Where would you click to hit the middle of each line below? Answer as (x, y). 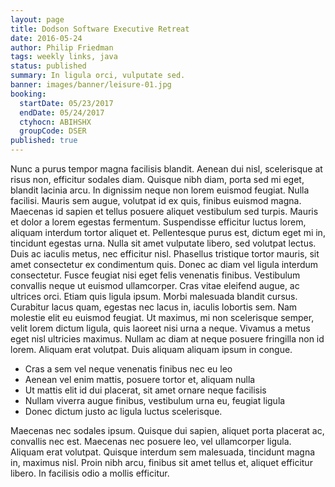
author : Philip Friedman (62, 47)
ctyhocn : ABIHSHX (55, 122)
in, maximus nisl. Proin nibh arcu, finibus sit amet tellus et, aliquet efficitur (161, 462)
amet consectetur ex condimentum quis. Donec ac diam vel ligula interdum (164, 264)
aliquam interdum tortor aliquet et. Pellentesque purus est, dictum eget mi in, (168, 232)
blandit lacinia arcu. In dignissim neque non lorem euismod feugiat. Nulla (160, 190)
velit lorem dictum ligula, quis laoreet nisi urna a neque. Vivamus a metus (160, 328)
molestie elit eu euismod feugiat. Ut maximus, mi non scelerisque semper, (162, 317)
